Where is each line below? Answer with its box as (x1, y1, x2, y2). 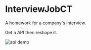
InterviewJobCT (5, 3, 73, 15)
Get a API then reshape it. (5, 29, 57, 35)
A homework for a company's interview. (5, 20, 87, 26)
